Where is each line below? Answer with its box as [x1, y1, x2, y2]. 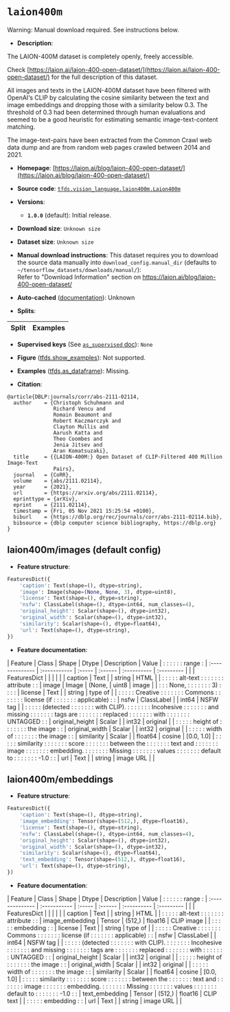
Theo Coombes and [53, 435, 103, 442]
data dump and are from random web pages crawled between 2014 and [7, 143, 211, 151]
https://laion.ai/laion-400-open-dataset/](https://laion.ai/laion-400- [29, 65, 220, 73]
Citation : [16, 380, 43, 388]
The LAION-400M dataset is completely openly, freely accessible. [7, 52, 194, 60]
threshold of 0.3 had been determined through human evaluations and [7, 108, 206, 116]
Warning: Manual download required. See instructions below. [7, 25, 180, 34]
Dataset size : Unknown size [16, 238, 94, 246]
